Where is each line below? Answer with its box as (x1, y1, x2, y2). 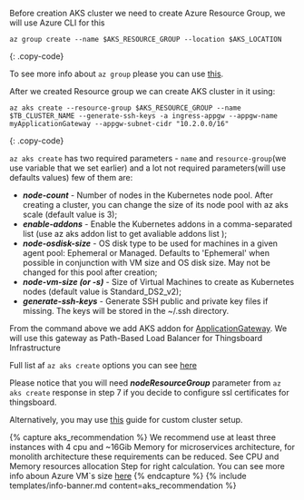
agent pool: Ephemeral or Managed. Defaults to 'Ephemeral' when (22, 248, 270, 258)
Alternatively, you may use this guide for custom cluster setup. (9, 415, 243, 425)
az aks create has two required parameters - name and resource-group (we (9, 153, 287, 163)
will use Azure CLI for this (9, 17, 105, 28)
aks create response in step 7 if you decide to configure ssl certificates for (9, 387, 290, 397)
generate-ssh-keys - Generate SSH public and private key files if (22, 296, 269, 307)
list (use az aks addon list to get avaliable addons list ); (22, 229, 228, 239)
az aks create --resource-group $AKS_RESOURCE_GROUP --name (9, 103, 242, 113)
